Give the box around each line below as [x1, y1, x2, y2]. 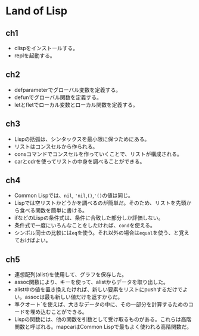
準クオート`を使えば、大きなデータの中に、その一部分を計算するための [14, 301, 188, 308]
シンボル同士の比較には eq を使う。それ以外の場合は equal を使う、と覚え [14, 229, 190, 236]
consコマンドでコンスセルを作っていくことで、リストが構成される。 [14, 150, 182, 158]
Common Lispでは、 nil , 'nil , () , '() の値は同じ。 [14, 192, 133, 199]
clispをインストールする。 [14, 45, 79, 51]
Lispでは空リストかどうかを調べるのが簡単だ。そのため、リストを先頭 [14, 199, 186, 206]
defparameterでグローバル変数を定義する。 [14, 86, 122, 93]
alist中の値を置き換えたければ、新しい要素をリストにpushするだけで [14, 286, 183, 293]
